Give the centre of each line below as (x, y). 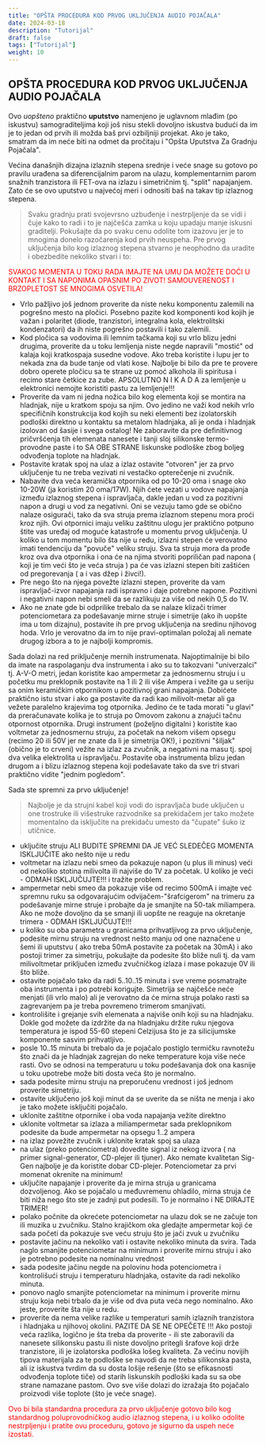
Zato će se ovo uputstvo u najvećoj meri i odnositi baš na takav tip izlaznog (131, 190)
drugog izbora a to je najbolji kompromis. (86, 641)
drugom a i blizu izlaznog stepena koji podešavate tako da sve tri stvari (124, 765)
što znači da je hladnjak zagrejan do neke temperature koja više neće (132, 1056)
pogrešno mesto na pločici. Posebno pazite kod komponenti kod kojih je (137, 312)
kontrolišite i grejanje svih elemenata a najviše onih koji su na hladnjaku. (137, 1014)
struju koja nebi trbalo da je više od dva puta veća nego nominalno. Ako (136, 1301)
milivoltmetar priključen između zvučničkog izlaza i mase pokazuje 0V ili (137, 964)
